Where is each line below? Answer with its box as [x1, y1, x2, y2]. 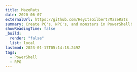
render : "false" [10, 36, 44, 41]
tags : [5, 50, 17, 55]
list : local [10, 41, 36, 46]
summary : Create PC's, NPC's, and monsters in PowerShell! [5, 21, 133, 27]
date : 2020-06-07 [5, 12, 42, 17]
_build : [5, 31, 22, 36]
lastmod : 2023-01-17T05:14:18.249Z [5, 45, 81, 50]
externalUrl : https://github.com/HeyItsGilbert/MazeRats [5, 17, 128, 22]
